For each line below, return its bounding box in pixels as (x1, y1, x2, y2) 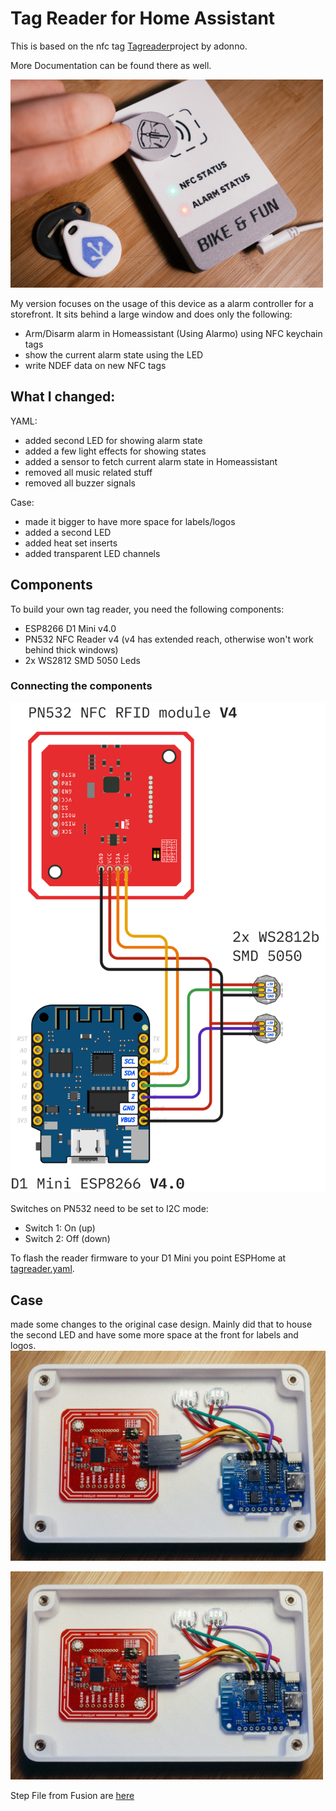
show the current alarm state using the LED (24, 348, 204, 361)
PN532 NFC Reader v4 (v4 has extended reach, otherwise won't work (24, 633, 314, 645)
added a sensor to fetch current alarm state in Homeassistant (24, 455, 278, 467)
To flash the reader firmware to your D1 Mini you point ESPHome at (10, 1252, 287, 1264)
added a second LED (24, 526, 112, 538)
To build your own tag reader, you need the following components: (10, 603, 285, 615)
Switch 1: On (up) (24, 1222, 96, 1234)
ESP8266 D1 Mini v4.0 (24, 622, 117, 634)
